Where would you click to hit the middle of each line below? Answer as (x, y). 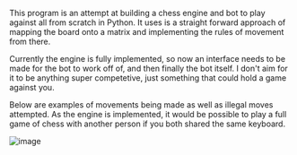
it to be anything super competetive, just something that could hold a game (148, 78)
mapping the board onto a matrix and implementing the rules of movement (147, 32)
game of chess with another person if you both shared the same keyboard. (147, 124)
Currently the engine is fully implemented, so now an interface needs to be (147, 59)
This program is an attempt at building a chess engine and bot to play (138, 13)
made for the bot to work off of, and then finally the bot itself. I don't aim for (149, 68)
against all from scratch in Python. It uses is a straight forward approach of (148, 22)
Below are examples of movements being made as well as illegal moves (141, 105)
